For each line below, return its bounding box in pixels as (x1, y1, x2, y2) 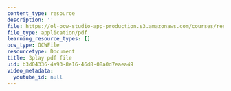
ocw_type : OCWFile (7, 42, 60, 49)
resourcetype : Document (7, 49, 76, 55)
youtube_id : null (13, 73, 63, 81)
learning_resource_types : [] (7, 36, 91, 42)
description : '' (7, 16, 54, 23)
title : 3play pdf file (7, 55, 72, 62)
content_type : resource (7, 10, 76, 17)
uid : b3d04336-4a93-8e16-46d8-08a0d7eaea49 (7, 61, 134, 68)
